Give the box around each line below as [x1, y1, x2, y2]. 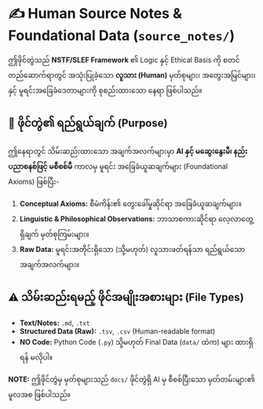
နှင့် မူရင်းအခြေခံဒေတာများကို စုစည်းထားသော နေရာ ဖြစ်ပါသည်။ [8, 86, 203, 95]
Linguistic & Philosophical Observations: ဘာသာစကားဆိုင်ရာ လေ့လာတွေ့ [19, 214, 254, 223]
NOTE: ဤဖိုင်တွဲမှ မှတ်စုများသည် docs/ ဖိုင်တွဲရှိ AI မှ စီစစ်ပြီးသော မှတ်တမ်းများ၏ [8, 374, 255, 384]
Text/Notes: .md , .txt [19, 318, 90, 327]
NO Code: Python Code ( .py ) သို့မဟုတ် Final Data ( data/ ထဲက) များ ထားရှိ [19, 337, 254, 346]
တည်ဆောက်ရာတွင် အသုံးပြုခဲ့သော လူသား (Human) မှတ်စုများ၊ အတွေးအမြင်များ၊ [8, 70, 256, 79]
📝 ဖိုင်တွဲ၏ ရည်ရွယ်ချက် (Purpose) [8, 117, 168, 130]
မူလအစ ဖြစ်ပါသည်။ [8, 389, 71, 399]
